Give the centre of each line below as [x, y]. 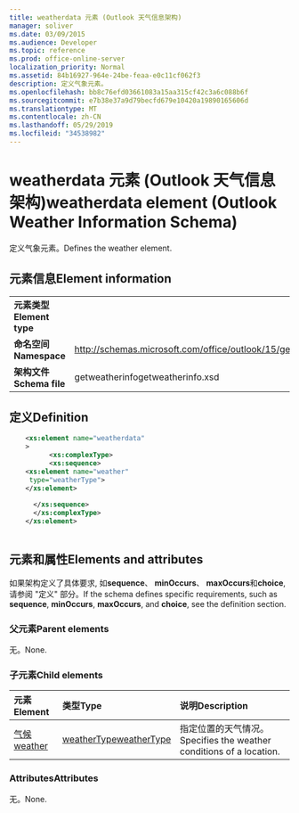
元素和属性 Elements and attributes [106, 559]
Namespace [40, 356]
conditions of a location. [230, 751]
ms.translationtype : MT [53, 109]
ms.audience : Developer [53, 42]
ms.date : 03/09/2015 [48, 34]
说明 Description [214, 706]
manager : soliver [41, 26]
